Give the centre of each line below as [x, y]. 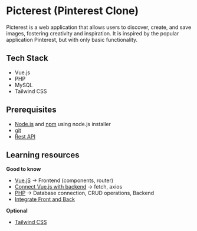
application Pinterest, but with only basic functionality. [72, 39]
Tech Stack [27, 58]
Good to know [24, 169]
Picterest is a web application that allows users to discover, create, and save [99, 27]
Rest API [25, 136]
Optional [17, 211]
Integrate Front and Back [45, 199]
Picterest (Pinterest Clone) [72, 11]
